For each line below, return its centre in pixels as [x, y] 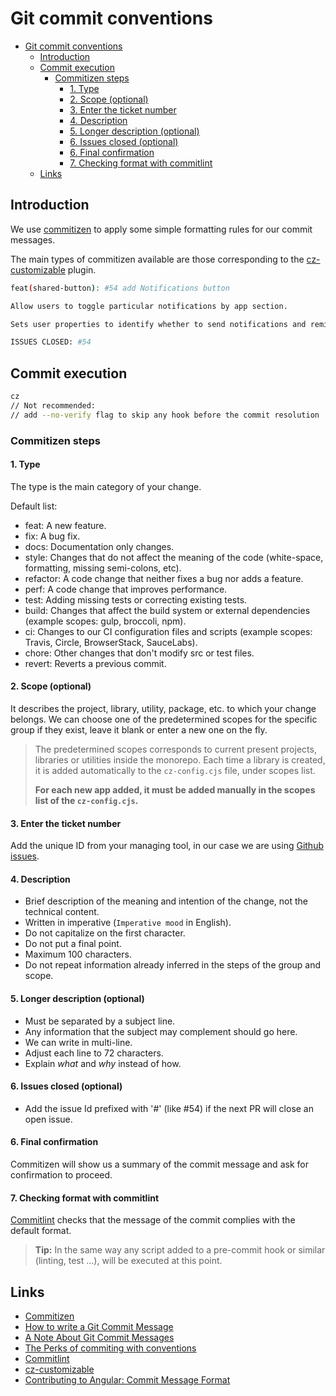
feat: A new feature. [65, 525]
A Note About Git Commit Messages [99, 1338]
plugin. [82, 269]
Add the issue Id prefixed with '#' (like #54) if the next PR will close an [169, 1108]
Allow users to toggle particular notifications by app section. [149, 306]
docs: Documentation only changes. [99, 546]
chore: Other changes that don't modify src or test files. [139, 653]
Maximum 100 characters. [78, 954]
